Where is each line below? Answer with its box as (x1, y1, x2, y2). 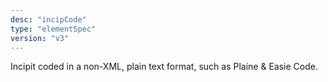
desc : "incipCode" (10, 14, 87, 25)
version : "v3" (10, 33, 70, 43)
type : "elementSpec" (10, 24, 97, 34)
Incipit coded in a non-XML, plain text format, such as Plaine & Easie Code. (10, 61, 318, 73)
